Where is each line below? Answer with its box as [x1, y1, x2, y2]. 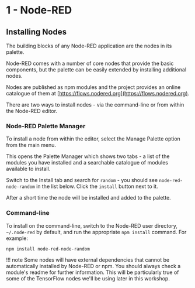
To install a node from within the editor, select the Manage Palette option [6, 135, 181, 142]
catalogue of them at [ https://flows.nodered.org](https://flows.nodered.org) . [6, 90, 190, 97]
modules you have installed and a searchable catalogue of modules [6, 159, 168, 166]
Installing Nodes [6, 27, 67, 37]
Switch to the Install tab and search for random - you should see [6, 177, 158, 184]
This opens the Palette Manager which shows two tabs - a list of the [6, 153, 170, 160]
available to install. [6, 165, 51, 173]
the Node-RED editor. [6, 108, 57, 114]
